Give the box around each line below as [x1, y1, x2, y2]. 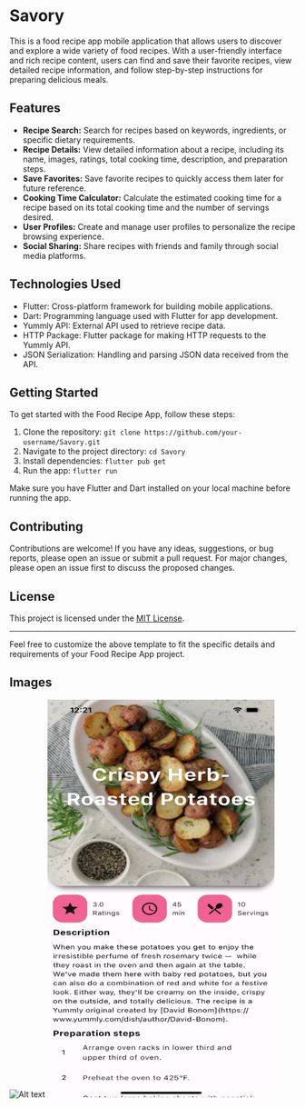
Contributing [9, 519, 84, 534]
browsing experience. [22, 231, 104, 242]
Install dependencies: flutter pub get [22, 455, 166, 466]
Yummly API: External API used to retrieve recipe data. [22, 320, 226, 331]
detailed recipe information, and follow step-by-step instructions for [9, 65, 263, 75]
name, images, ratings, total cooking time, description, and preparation [22, 154, 288, 165]
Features [9, 101, 61, 116]
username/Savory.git [22, 438, 101, 447]
